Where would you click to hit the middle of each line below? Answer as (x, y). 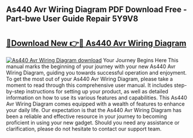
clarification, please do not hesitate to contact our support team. (84, 129)
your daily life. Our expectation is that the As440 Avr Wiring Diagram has (94, 110)
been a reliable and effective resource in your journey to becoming (87, 116)
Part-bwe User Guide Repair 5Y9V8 (72, 19)
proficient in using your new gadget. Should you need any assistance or (93, 122)
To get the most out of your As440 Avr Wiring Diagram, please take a (89, 79)
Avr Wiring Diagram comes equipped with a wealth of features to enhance (96, 104)
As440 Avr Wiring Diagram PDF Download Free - (97, 10)
